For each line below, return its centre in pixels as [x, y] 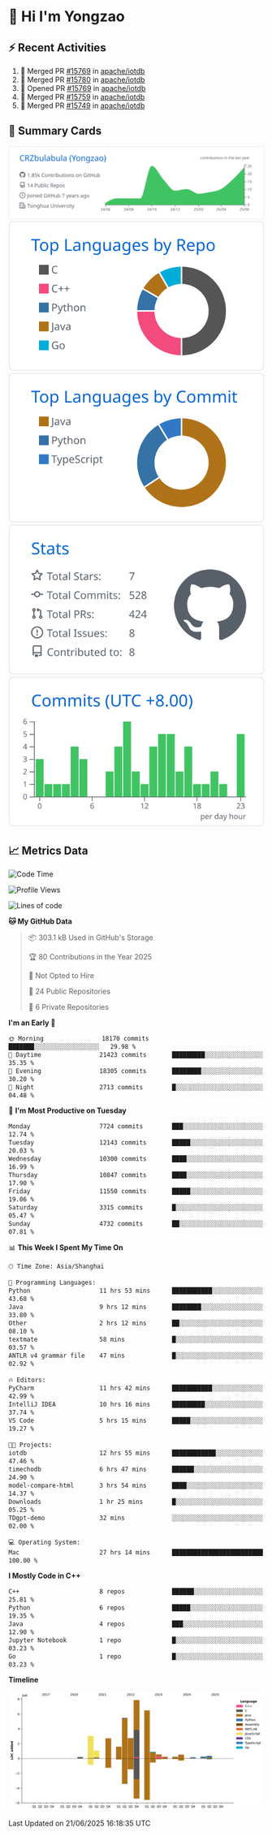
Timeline [24, 1680]
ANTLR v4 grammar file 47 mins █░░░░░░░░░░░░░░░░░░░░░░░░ [136, 1356]
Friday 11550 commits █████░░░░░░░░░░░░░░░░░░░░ [136, 1192]
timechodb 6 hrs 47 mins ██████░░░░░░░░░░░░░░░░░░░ [136, 1470]
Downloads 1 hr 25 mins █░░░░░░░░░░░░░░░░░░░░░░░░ [136, 1502]
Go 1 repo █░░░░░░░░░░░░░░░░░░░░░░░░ [136, 1657]
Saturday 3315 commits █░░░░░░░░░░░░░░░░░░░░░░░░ [136, 1208]
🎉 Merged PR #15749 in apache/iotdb [82, 106]
